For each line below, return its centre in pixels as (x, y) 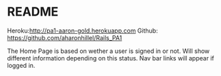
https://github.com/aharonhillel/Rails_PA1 (65, 37)
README (33, 12)
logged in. (21, 65)
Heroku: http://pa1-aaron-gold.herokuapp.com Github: (83, 31)
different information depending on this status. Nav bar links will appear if (110, 58)
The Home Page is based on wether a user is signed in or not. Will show (108, 51)
